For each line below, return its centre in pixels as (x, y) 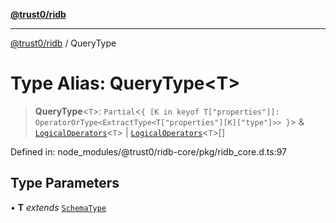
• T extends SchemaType (58, 207)
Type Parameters (65, 183)
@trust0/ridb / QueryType (63, 43)
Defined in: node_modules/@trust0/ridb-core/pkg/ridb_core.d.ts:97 (149, 151)
